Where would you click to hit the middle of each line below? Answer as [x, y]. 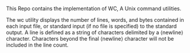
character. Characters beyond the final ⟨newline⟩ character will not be [90, 39]
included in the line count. [37, 45]
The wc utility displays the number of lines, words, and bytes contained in [95, 20]
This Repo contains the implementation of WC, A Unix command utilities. [94, 9]
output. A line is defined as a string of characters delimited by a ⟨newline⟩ [95, 32]
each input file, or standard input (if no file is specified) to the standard [91, 26]
